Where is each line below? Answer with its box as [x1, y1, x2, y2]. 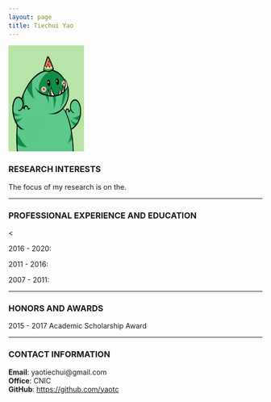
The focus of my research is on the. [8, 182, 127, 191]
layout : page [8, 13, 52, 21]
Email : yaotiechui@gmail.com [8, 367, 107, 377]
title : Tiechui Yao [8, 21, 74, 30]
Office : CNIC [8, 375, 52, 385]
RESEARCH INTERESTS [8, 164, 102, 175]
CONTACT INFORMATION [8, 349, 110, 360]
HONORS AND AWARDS [8, 303, 103, 314]
